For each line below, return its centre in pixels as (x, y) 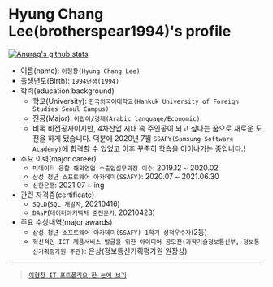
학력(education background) (67, 91)
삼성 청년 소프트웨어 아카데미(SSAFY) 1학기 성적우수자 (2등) (120, 232)
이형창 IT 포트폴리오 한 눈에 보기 (78, 275)
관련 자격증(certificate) (57, 195)
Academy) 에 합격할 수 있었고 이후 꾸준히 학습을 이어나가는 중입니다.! (139, 148)
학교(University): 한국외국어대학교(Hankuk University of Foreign (136, 101)
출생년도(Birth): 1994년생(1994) (69, 80)
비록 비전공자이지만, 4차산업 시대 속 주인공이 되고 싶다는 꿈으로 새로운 (143, 128)
